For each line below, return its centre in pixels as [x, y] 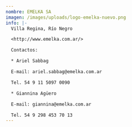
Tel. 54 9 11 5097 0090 [40, 82]
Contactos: [24, 50]
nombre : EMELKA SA [28, 12]
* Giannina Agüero [34, 93]
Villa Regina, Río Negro [42, 28]
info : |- [16, 23]
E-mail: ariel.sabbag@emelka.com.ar [56, 72]
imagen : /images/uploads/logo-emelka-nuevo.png [66, 17]
